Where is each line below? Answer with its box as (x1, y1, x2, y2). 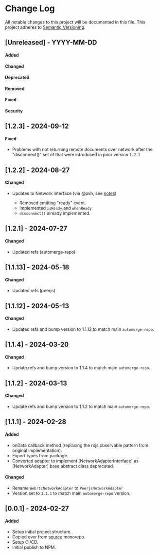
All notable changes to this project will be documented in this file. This (5, 19, 146, 25)
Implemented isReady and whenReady (19, 205, 92, 211)
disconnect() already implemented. (19, 211, 91, 216)
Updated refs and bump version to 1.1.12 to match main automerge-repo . (12, 326, 154, 332)
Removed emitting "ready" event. (19, 200, 86, 206)
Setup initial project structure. (12, 529, 72, 535)
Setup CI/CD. (12, 539, 39, 545)
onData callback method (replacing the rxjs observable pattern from (12, 442, 149, 448)
